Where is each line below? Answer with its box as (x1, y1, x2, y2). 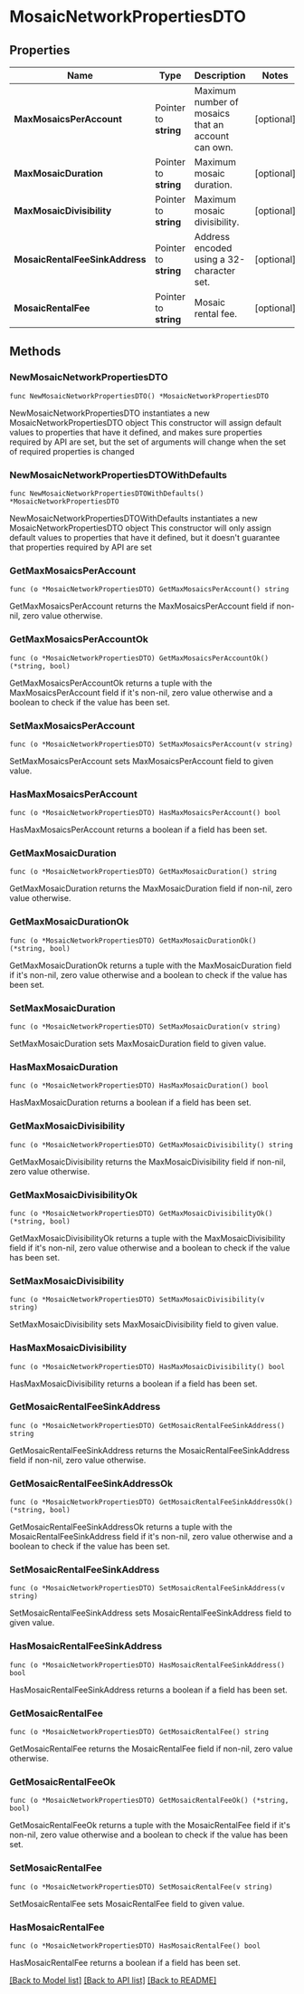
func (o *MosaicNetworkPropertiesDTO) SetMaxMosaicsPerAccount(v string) (9, 740, 294, 749)
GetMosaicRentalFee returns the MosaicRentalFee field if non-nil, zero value (9, 1743, 293, 1754)
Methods (9, 344, 62, 359)
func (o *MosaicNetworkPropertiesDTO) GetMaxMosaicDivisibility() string (9, 1140, 294, 1149)
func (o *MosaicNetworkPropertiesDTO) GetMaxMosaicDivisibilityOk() (9, 1209, 273, 1218)
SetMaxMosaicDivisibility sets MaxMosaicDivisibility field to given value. (9, 1319, 279, 1330)
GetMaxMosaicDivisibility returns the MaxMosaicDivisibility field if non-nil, (9, 1156, 287, 1167)
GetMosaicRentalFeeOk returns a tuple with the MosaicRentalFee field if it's (9, 1820, 291, 1831)
